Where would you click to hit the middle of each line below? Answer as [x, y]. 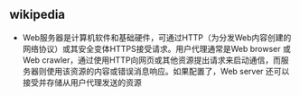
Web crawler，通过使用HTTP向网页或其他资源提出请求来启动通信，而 [152, 60]
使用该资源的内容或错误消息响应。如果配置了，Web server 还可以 [168, 71]
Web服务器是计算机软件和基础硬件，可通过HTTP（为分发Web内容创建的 [157, 37]
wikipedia [37, 15]
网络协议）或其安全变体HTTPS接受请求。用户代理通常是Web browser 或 [156, 48]
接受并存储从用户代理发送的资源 [82, 82]
